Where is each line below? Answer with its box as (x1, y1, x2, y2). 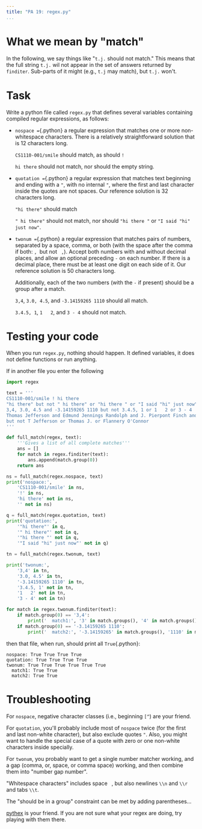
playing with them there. (6, 816, 66, 823)
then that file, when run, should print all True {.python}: (6, 640, 140, 647)
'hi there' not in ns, (17, 496, 74, 502)
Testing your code (6, 330, 99, 343)
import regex (6, 379, 39, 386)
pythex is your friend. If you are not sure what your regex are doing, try (6, 809, 182, 816)
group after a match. (14, 285, 66, 292)
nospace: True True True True (6, 651, 82, 657)
